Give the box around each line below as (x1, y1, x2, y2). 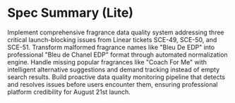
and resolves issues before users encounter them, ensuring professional (7, 80, 218, 88)
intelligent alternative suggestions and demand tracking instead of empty (7, 65, 220, 74)
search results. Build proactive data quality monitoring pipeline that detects (7, 72, 226, 81)
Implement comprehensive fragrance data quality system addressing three (7, 28, 224, 36)
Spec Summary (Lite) (7, 5, 134, 21)
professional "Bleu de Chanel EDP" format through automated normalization (7, 50, 228, 59)
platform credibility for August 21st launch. (7, 88, 131, 96)
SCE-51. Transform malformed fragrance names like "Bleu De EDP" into (7, 43, 215, 51)
